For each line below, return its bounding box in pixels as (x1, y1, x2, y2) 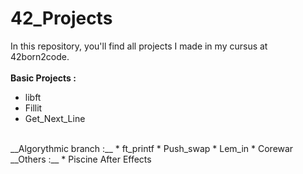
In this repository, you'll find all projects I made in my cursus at (10, 40, 268, 52)
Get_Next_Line (24, 112, 86, 124)
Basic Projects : (10, 72, 77, 84)
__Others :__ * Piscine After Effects (10, 153, 152, 165)
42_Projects (10, 7, 113, 30)
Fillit (24, 102, 43, 114)
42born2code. (10, 50, 70, 62)
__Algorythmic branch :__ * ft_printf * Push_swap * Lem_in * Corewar (10, 142, 294, 154)
